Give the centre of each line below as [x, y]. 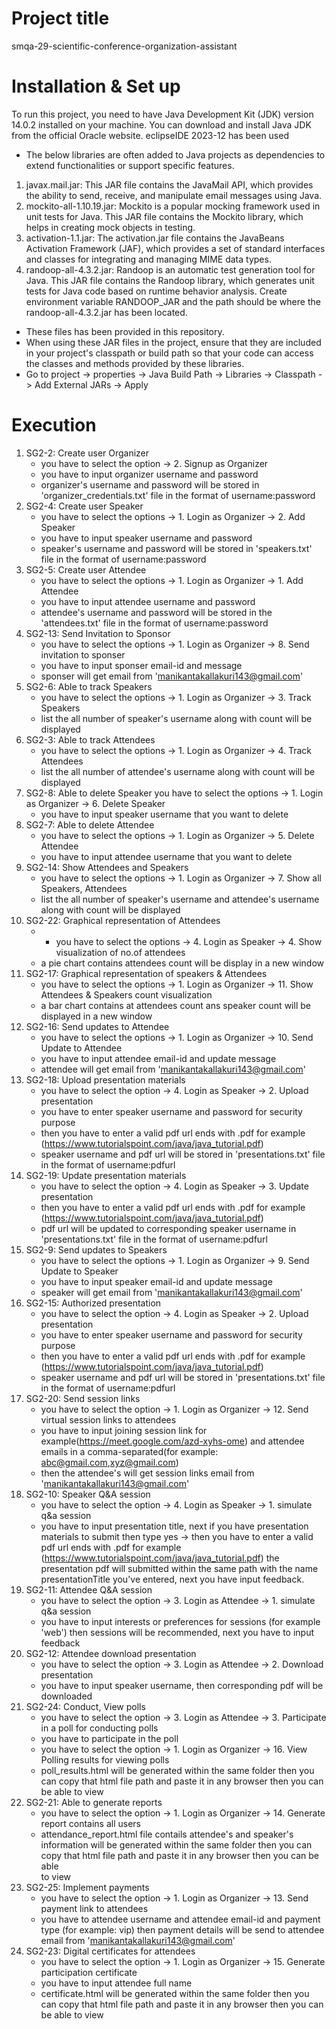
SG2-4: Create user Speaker [84, 506]
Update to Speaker [79, 1271]
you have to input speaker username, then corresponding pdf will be [182, 1685]
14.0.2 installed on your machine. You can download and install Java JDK [161, 124]
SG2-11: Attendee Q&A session [89, 1589]
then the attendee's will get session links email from [147, 1473]
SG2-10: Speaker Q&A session [88, 1494]
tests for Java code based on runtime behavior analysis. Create [156, 291]
